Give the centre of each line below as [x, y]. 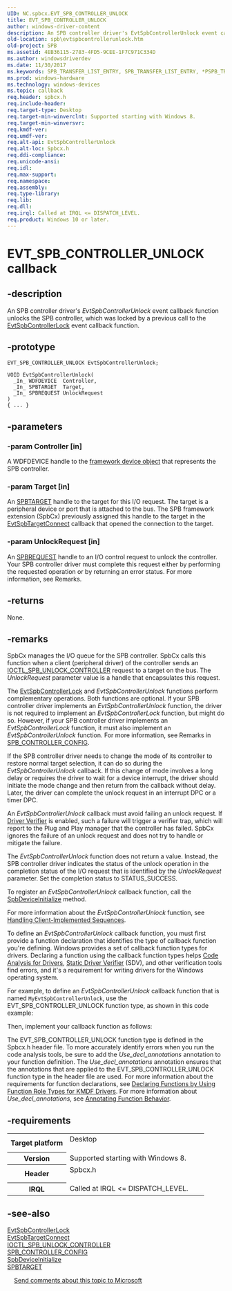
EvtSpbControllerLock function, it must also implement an [89, 728]
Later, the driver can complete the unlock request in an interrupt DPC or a [112, 793]
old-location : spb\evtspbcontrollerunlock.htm [75, 39]
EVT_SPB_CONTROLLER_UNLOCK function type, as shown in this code [108, 1006]
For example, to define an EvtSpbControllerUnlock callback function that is [113, 991]
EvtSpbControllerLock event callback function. [74, 325]
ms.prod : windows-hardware [46, 78]
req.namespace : [29, 181]
